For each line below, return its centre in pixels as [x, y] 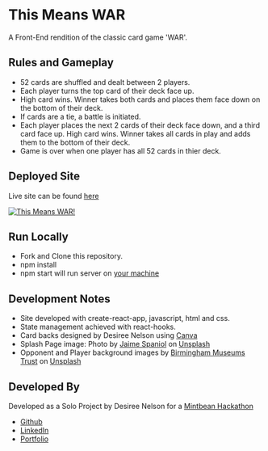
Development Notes [59, 299]
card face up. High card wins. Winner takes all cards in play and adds [135, 133]
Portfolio [34, 439]
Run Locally [38, 236]
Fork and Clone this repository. [71, 256]
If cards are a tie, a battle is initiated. [80, 116]
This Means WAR [67, 15]
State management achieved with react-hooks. [98, 327]
